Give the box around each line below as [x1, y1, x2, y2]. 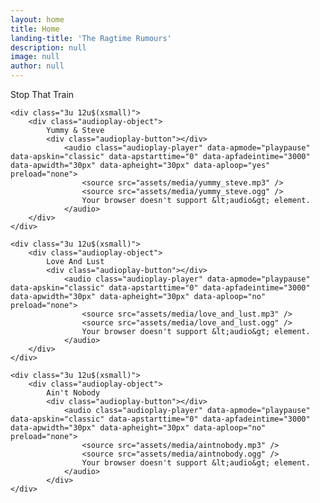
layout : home [10, 14, 65, 25]
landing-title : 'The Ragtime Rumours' [10, 33, 172, 43]
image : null [10, 52, 60, 62]
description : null [10, 42, 87, 53]
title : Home [10, 24, 60, 34]
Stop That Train [10, 89, 75, 100]
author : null [10, 61, 65, 71]
